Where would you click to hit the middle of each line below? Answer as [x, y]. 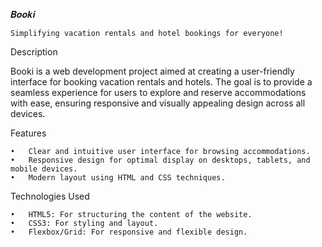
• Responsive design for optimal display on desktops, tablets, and [160, 160]
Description [34, 52]
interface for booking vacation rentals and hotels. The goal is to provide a [161, 82]
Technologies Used [50, 196]
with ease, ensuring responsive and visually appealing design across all [158, 103]
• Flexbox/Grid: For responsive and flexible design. [129, 232]
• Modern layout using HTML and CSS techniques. [118, 178]
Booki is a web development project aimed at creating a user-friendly [152, 71]
